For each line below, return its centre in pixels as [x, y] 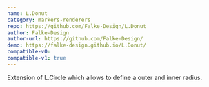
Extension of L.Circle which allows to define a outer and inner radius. [104, 77]
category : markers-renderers [49, 20]
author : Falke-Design [38, 33]
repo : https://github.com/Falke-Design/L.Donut [77, 26]
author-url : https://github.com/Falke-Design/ [75, 39]
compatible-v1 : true [37, 58]
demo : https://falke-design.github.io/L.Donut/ [77, 45]
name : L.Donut [28, 13]
